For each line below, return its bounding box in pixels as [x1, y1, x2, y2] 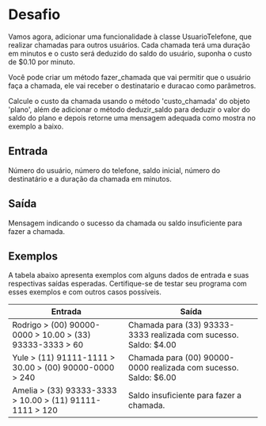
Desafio [8, 6, 61, 24]
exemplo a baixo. [8, 121, 64, 131]
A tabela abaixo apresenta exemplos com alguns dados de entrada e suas [8, 271, 249, 280]
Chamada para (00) [127, 352, 202, 363]
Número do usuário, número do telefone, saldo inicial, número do [8, 165, 220, 175]
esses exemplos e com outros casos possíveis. [8, 287, 162, 297]
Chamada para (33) [127, 320, 202, 331]
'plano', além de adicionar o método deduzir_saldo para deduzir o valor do [8, 105, 251, 114]
